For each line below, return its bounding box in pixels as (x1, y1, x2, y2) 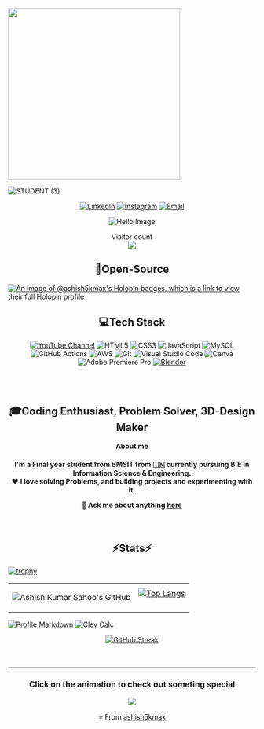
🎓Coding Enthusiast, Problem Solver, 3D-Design (9, 405, 255, 418)
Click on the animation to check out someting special (28, 679, 236, 690)
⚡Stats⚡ (112, 542, 152, 555)
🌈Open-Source (94, 263, 170, 276)
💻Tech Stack (98, 315, 166, 330)
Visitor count (111, 232, 153, 241)
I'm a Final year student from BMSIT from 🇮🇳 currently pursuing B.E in (14, 460, 250, 469)
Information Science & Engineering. (72, 469, 192, 478)
